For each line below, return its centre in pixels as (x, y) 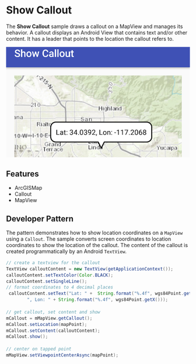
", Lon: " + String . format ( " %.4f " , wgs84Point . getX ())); (97, 300)
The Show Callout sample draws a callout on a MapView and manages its (94, 26)
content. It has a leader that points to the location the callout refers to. (90, 39)
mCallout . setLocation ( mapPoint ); (47, 324)
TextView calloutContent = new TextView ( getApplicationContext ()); (90, 269)
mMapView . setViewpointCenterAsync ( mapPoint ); (62, 355)
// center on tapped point (39, 349)
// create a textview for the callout (53, 263)
